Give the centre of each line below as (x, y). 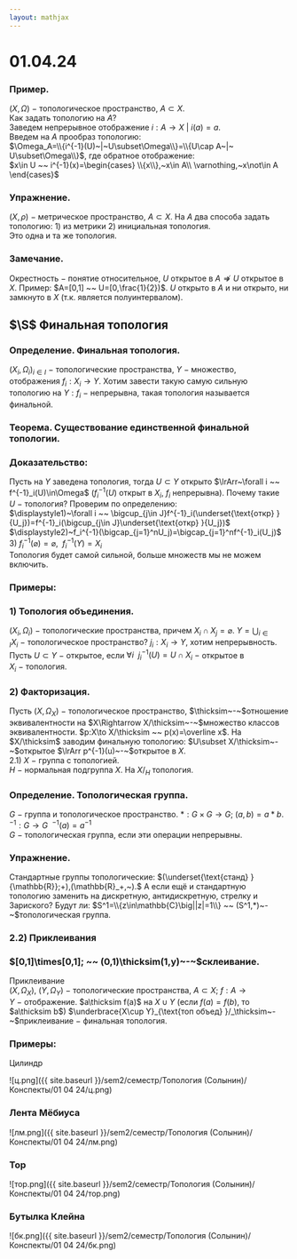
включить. (29, 564)
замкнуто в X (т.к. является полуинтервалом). (96, 297)
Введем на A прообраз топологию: (75, 137)
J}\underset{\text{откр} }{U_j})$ (171, 523)
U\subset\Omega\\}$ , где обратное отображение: (102, 155)
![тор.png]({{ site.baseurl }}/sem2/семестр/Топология (110, 1184)
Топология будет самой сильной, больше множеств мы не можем (135, 554)
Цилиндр (26, 1064)
